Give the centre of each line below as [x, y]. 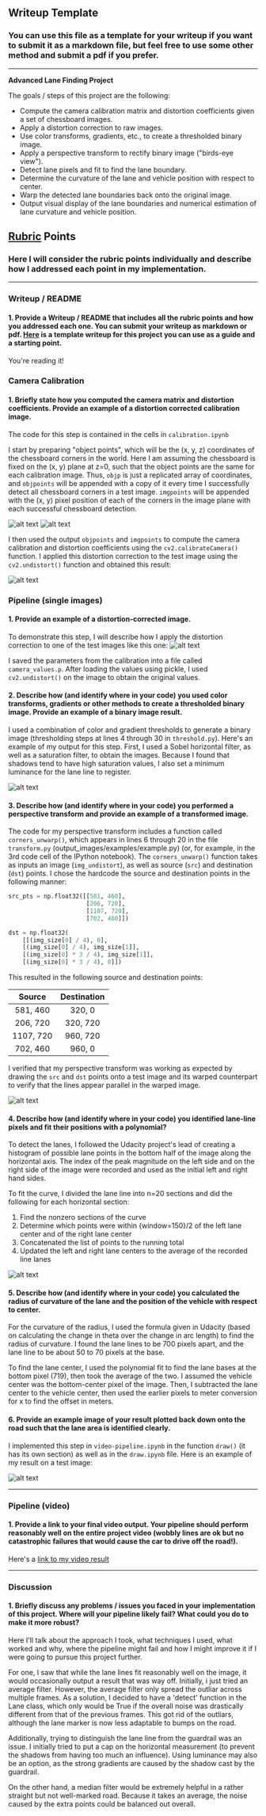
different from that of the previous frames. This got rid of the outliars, [121, 1714]
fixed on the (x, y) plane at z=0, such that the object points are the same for [131, 466]
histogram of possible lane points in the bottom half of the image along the [130, 1153]
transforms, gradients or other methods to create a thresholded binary [127, 704]
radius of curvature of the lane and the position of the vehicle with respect [133, 1301]
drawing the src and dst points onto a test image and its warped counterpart [133, 1077]
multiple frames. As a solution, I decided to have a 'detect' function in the [127, 1697]
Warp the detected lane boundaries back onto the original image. [125, 195]
